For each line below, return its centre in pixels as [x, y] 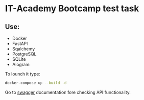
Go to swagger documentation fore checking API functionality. [68, 92]
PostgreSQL [24, 54]
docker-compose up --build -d [36, 83]
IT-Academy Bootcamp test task [72, 9]
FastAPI [20, 44]
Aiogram [21, 64]
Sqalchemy [24, 49]
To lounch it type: [23, 74]
